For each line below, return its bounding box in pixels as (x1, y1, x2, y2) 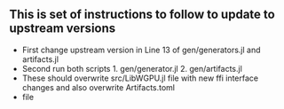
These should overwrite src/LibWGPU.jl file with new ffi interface (21, 73, 259, 83)
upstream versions (9, 21, 116, 36)
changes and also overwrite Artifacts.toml (21, 82, 176, 92)
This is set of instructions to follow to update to (9, 7, 275, 22)
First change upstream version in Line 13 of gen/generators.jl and (21, 44, 261, 55)
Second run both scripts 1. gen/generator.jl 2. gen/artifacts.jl (21, 63, 242, 74)
